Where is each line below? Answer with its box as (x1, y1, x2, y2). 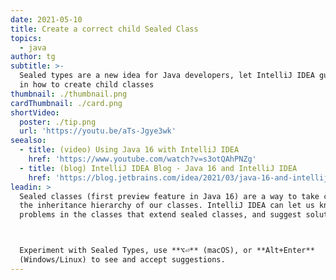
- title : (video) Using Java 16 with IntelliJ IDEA (19, 145, 240, 155)
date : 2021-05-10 (10, 14, 83, 25)
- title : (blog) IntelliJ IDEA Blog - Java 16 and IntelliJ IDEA (19, 163, 298, 173)
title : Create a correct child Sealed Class (10, 24, 199, 34)
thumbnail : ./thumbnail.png (10, 89, 128, 99)
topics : (10, 33, 43, 43)
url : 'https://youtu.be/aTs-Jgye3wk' (19, 126, 177, 136)
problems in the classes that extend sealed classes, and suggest (19, 210, 302, 220)
